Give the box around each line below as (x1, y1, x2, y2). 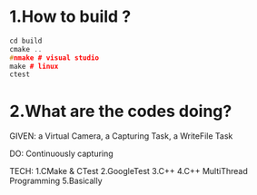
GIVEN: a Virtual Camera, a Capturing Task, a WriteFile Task (9, 131, 233, 141)
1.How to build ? (9, 6, 132, 27)
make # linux (9, 62, 59, 71)
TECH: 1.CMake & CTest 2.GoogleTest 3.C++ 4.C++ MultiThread (9, 166, 248, 177)
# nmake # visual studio (9, 53, 100, 63)
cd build (9, 36, 43, 45)
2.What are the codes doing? (9, 101, 232, 122)
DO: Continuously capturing (9, 148, 114, 160)
